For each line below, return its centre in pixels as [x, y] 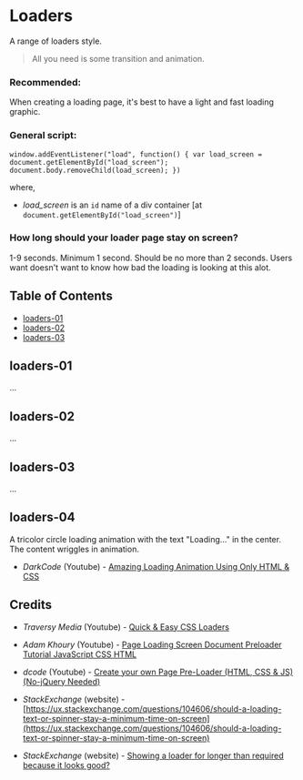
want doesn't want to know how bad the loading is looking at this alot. [140, 267]
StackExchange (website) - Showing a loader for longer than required [153, 755]
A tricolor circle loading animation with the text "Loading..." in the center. [146, 539]
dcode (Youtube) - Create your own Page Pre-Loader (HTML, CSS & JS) [158, 672]
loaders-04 [42, 517]
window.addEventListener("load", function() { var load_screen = [136, 154]
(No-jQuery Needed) [61, 681]
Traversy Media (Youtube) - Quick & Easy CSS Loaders [126, 627]
